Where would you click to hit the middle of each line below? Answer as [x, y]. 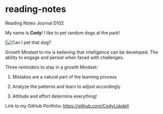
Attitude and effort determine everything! [55, 96]
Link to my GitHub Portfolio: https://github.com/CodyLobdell [67, 105]
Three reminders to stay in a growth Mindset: [51, 67]
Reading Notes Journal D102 [34, 23]
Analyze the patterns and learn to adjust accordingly [66, 86]
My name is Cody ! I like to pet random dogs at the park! [62, 32]
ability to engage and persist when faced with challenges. [64, 57]
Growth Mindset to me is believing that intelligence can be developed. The [82, 52]
